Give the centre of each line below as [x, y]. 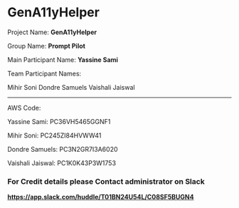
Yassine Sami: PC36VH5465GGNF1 [59, 121]
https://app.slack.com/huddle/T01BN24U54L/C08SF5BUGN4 [101, 197]
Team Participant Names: [44, 73]
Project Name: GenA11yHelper [52, 32]
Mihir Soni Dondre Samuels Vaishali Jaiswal [71, 87]
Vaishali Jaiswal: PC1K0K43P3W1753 [62, 163]
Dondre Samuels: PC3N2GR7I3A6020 [63, 149]
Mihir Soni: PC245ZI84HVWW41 [54, 135]
